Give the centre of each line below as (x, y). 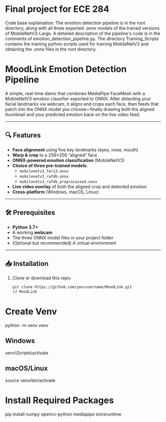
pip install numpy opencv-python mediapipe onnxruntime (63, 414)
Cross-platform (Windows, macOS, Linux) (55, 192)
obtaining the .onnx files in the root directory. (51, 49)
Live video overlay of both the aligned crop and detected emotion (80, 186)
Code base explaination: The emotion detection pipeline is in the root (75, 23)
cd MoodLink (24, 292)
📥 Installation (27, 264)
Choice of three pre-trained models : (50, 165)
